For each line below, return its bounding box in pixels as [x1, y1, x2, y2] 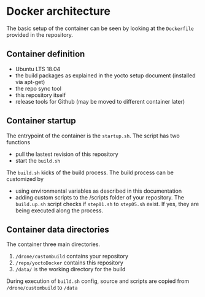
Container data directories [6, 224, 109, 234]
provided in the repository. [6, 31, 74, 38]
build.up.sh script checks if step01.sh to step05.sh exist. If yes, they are [15, 200, 199, 207]
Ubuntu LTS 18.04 [15, 65, 61, 72]
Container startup [6, 115, 76, 126]
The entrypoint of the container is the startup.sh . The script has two [6, 132, 180, 139]
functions [6, 138, 31, 145]
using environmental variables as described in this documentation [15, 187, 182, 195]
